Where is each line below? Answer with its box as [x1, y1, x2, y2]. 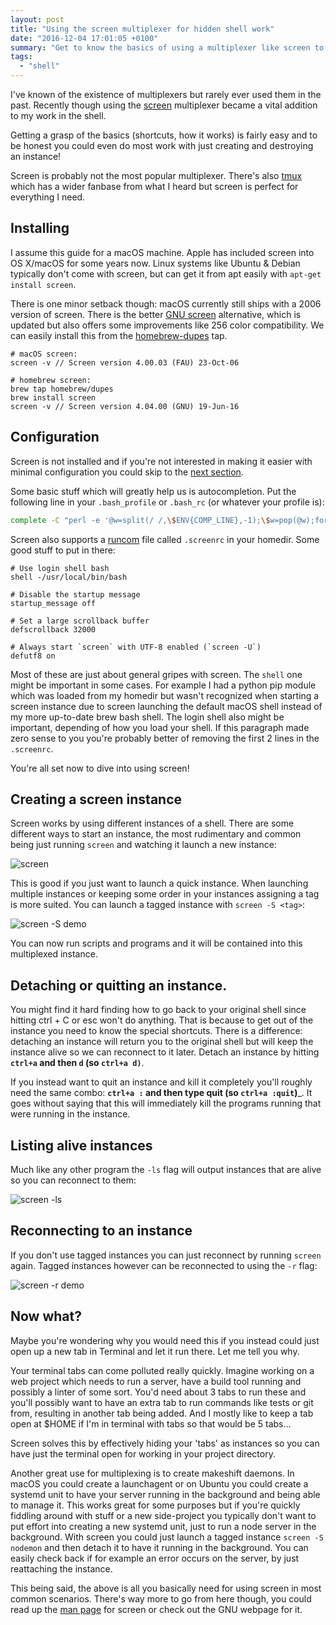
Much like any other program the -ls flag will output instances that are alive [10, 1163, 322, 1175]
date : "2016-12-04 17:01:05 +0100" [10, 33, 159, 43]
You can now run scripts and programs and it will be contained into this [10, 937, 303, 950]
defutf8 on [10, 651, 56, 661]
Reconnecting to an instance [10, 1222, 193, 1240]
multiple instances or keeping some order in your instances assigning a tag [10, 888, 320, 900]
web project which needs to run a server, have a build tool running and [10, 1375, 302, 1387]
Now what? [10, 1308, 82, 1325]
